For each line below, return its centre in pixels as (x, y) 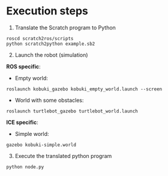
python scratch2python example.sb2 (51, 44)
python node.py (25, 167)
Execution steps (47, 11)
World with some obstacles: (49, 100)
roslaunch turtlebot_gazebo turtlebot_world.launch (72, 111)
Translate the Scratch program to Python (65, 28)
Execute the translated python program (63, 156)
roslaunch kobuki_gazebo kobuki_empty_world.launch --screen (84, 89)
